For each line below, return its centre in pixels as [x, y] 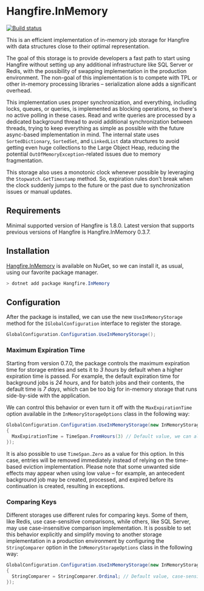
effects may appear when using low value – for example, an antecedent [96, 473]
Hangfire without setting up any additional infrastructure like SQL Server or [100, 65]
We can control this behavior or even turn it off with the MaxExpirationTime [99, 407]
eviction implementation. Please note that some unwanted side [102, 466]
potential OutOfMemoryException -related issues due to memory [83, 154]
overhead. [19, 90]
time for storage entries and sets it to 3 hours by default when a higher [95, 370]
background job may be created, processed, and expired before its [90, 480]
